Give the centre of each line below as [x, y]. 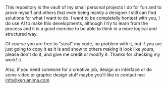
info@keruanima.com [27, 80]
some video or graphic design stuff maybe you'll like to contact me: [75, 75]
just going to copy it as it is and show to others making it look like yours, [80, 49]
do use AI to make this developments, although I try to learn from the [77, 23]
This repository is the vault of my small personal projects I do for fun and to [83, 7]
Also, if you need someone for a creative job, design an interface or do [79, 69]
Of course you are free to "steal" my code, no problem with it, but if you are [84, 44]
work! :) [13, 60]
